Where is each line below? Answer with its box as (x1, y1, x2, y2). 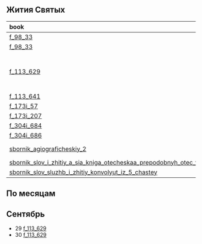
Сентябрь (6, 209, 45, 219)
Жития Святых (6, 5, 66, 15)
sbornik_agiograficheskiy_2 (9, 144, 87, 153)
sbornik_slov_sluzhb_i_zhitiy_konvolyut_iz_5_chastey (9, 168, 158, 176)
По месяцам (6, 189, 56, 199)
